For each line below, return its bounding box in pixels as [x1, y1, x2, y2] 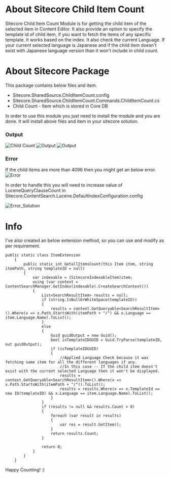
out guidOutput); [5, 342, 42, 347]
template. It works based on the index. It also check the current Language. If [5, 37, 165, 43]
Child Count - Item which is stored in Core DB [12, 103, 108, 109]
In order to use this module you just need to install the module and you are [5, 113, 161, 119]
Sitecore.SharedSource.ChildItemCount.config [12, 92, 110, 98]
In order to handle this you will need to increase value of [5, 182, 123, 188]
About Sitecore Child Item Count [5, 4, 145, 15]
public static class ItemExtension [5, 253, 81, 258]
